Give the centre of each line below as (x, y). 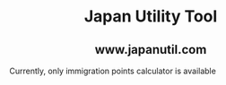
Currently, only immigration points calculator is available (113, 71)
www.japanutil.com (151, 50)
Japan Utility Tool (151, 17)
